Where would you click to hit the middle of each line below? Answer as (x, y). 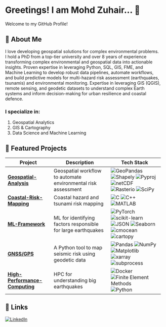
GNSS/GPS (21, 254)
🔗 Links (17, 307)
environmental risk (75, 183)
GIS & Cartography (31, 128)
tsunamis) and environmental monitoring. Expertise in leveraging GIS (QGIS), (83, 83)
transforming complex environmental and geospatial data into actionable (79, 62)
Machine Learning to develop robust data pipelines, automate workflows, (80, 72)
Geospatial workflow (78, 170)
